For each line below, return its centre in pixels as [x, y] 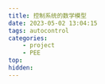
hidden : [21, 68]
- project [39, 46]
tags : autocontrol [39, 30]
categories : [28, 38]
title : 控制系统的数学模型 [48, 16]
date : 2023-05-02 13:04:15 [53, 23]
